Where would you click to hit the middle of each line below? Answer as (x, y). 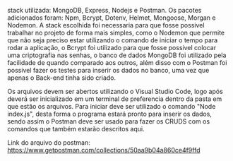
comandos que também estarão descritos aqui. (76, 129)
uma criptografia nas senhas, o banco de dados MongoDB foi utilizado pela (117, 55)
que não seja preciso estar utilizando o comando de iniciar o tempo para (113, 40)
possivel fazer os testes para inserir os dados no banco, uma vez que (108, 70)
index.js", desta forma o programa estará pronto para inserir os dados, (109, 114)
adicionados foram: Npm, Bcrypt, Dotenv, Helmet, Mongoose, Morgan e (112, 18)
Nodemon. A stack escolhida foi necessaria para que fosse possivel (106, 25)
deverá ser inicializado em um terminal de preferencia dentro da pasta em (115, 99)
